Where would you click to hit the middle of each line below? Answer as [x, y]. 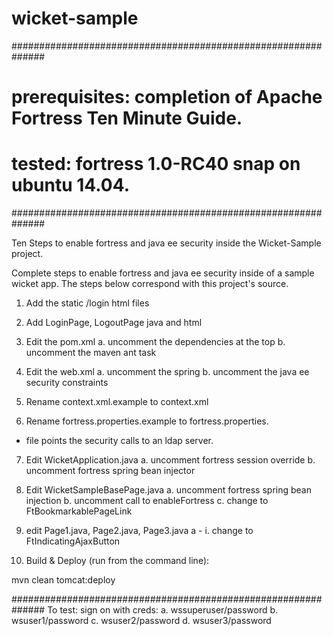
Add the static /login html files [87, 303]
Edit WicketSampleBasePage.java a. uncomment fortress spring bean [168, 490]
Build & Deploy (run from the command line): [117, 561]
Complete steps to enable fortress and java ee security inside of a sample [163, 273]
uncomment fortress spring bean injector [110, 471]
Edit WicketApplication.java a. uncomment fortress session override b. [170, 460]
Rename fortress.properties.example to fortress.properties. [147, 421]
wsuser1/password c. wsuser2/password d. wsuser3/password [141, 621]
